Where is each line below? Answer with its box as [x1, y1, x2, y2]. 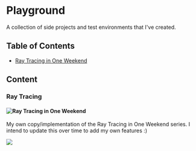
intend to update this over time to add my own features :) [6, 127, 148, 134]
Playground [6, 4, 65, 17]
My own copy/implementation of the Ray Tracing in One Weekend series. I [6, 121, 191, 128]
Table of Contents [6, 41, 75, 51]
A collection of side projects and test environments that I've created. [6, 23, 176, 31]
